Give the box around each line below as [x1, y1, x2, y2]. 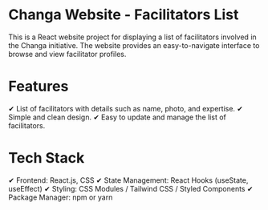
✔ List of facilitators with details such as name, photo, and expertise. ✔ [8, 103, 243, 113]
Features [8, 78, 69, 95]
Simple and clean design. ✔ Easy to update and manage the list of [8, 112, 226, 122]
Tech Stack [8, 149, 85, 168]
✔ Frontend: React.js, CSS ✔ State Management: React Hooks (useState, [8, 175, 249, 185]
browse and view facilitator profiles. [8, 49, 127, 59]
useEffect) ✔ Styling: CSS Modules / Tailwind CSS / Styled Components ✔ [8, 184, 254, 193]
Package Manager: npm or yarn [8, 192, 113, 202]
